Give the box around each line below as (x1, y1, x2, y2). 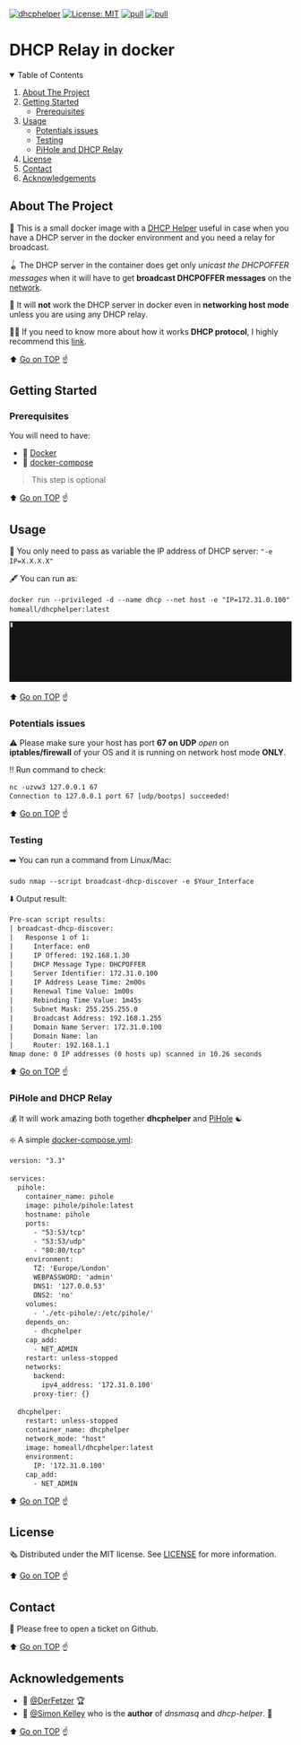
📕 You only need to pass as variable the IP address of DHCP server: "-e (9, 545, 273, 556)
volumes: (25, 1299, 58, 1309)
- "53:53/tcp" (32, 1227, 87, 1237)
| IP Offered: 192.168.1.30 (9, 951, 130, 960)
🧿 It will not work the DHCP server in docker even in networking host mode (9, 299, 289, 310)
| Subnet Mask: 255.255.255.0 (9, 1005, 139, 1014)
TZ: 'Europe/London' (32, 1263, 110, 1273)
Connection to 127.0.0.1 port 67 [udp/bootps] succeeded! (9, 791, 230, 800)
